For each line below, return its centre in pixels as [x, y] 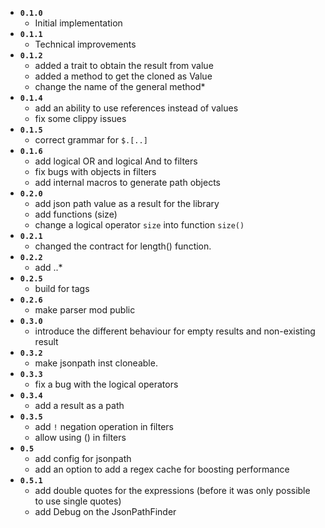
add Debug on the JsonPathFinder [105, 511]
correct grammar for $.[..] [91, 140]
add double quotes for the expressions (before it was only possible [172, 490]
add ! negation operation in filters [104, 426]
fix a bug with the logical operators [106, 384]
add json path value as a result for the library [127, 203]
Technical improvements [85, 44]
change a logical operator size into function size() [139, 225]
